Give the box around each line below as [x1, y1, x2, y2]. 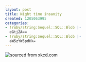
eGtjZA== [9, 30, 27, 34]
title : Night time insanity [5, 12, 62, 16]
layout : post [5, 7, 32, 12]
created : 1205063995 [5, 16, 47, 21]
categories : [5, 20, 29, 26]
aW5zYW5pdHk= [9, 39, 36, 44]
